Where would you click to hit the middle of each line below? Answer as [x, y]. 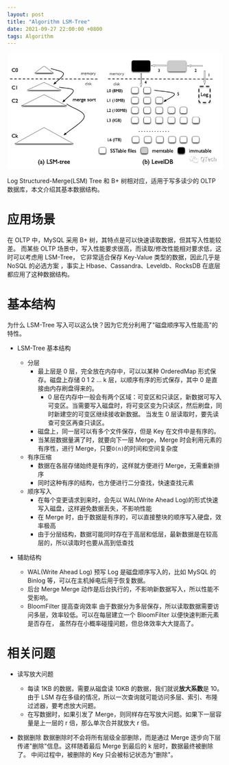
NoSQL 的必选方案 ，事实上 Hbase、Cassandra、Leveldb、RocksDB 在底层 [114, 266]
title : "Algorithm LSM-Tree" [49, 22]
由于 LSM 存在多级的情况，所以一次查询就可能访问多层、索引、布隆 [122, 697]
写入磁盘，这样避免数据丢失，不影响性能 [95, 508]
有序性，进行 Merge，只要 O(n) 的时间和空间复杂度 [108, 448]
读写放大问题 [35, 674]
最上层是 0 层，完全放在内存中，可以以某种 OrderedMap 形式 [124, 371]
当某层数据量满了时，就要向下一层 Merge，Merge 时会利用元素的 [130, 440]
